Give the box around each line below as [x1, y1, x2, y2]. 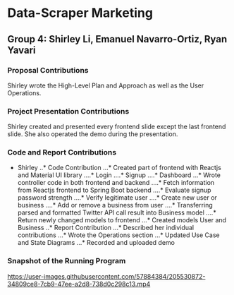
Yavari [7, 44, 36, 56]
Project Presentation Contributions [7, 106, 130, 116]
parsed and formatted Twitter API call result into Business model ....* [17, 208, 216, 217]
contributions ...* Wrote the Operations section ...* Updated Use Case [17, 231, 220, 239]
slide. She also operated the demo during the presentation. [7, 130, 178, 138]
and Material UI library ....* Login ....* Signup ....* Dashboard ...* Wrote [17, 171, 221, 179]
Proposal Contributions [7, 65, 89, 75]
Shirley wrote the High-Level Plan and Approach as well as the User [7, 81, 204, 90]
